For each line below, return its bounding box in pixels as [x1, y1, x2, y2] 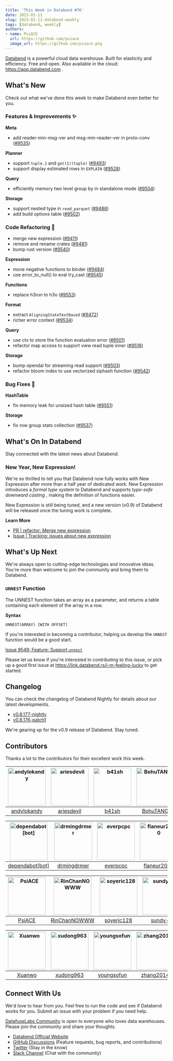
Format [5, 302, 22, 308]
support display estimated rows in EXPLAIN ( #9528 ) [12, 165, 121, 171]
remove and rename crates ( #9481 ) [12, 241, 88, 247]
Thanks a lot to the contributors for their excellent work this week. [5, 755, 145, 762]
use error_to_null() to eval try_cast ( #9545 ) [12, 272, 103, 278]
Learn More [5, 517, 31, 523]
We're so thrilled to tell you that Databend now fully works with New [5, 475, 149, 482]
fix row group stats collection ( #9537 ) [12, 422, 93, 429]
